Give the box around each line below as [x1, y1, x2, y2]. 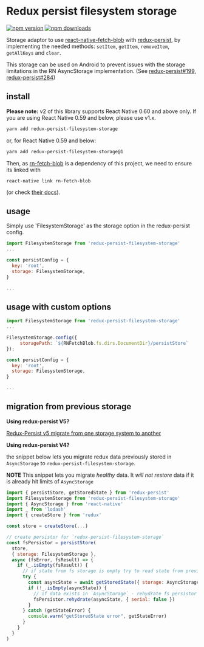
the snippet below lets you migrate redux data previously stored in [6, 453, 172, 460]
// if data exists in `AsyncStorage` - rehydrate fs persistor [33, 590, 197, 597]
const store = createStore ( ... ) [6, 523, 88, 530]
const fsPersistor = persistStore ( [6, 539, 97, 545]
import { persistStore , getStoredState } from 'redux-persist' [6, 490, 170, 496]
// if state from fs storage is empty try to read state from [22, 568, 183, 574]
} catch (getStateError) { [22, 607, 91, 614]
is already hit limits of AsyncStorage [6, 477, 94, 485]
